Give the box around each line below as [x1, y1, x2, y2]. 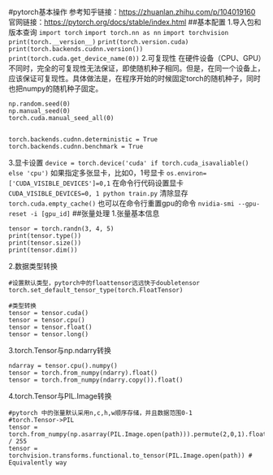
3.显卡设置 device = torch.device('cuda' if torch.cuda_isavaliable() [8, 158, 249, 167]
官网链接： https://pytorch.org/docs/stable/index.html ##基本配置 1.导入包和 [8, 17, 262, 27]
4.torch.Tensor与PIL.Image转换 [8, 391, 112, 400]
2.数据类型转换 [8, 261, 58, 270]
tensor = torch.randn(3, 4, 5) [8, 225, 115, 233]
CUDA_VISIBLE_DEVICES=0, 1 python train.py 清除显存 [8, 188, 188, 197]
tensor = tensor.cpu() [8, 316, 85, 324]
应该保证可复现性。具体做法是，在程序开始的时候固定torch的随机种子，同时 [8, 74, 262, 83]
